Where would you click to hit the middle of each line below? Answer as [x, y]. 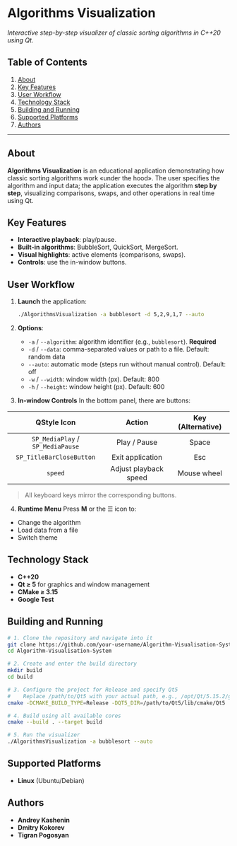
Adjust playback [137, 469]
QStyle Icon [56, 422]
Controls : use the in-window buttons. [72, 262]
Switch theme [37, 538]
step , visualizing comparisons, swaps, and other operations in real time [111, 193]
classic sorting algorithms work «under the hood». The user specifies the [114, 178]
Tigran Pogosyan [43, 835]
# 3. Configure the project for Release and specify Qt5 [93, 690]
